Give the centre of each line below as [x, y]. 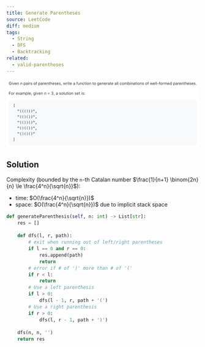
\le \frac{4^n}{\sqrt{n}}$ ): [48, 186]
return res [31, 339]
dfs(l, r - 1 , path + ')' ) [73, 320]
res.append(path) [61, 255]
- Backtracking [31, 52]
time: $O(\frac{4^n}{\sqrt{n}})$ [55, 198]
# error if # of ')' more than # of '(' [80, 268]
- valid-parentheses [38, 64]
